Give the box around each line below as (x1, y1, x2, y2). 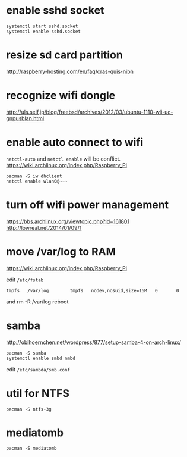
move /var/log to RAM (6, 245, 116, 258)
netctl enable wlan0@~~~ (6, 178, 68, 184)
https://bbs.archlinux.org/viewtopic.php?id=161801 (6, 218, 129, 225)
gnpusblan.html (6, 114, 45, 122)
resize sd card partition (6, 48, 123, 62)
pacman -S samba (6, 350, 46, 356)
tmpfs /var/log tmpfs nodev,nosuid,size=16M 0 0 (6, 287, 179, 293)
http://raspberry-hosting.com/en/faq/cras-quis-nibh (6, 68, 134, 75)
